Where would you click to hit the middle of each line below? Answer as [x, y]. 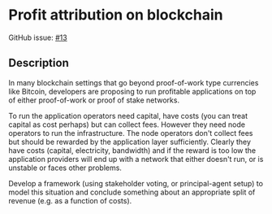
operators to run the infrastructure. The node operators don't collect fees [131, 133]
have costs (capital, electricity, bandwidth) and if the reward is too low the [132, 150]
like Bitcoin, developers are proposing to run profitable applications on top [132, 91]
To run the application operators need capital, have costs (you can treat [128, 116]
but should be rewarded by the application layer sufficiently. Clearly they [130, 142]
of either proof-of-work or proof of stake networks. [94, 100]
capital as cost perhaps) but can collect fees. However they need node [127, 124]
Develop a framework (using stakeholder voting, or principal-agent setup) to [136, 183]
